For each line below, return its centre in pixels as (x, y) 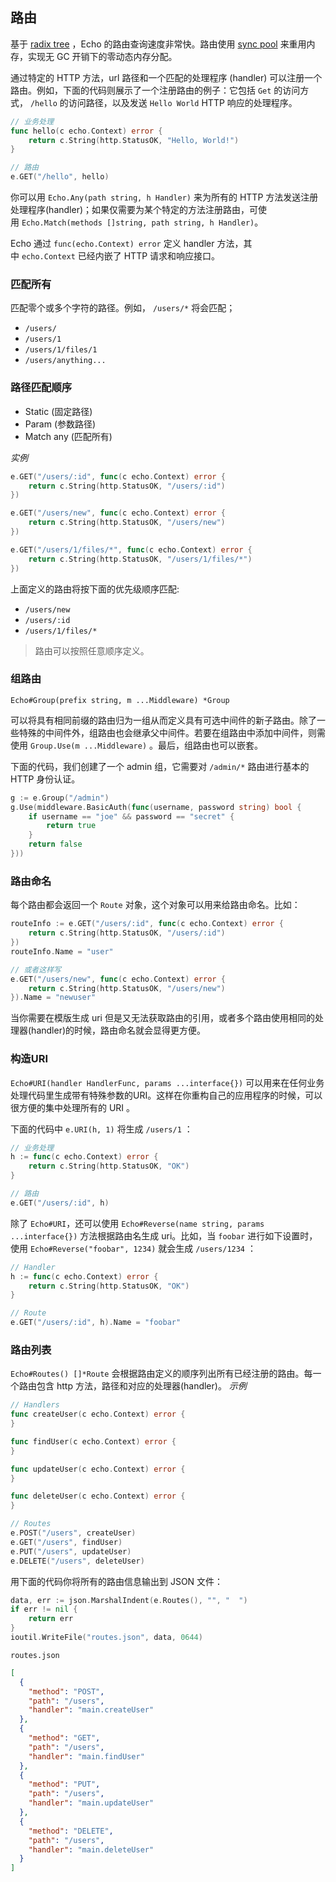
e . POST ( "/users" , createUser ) (73, 1533)
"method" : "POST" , (66, 1691)
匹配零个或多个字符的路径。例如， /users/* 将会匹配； (123, 308)
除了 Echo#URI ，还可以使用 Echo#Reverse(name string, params (137, 1223)
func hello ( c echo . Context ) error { (86, 131)
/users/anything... (65, 361)
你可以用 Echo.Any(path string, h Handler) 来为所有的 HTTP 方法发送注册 (164, 197)
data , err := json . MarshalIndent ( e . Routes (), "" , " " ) (129, 1600)
